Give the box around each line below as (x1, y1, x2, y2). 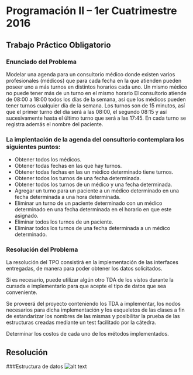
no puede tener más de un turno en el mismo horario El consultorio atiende (6, 89, 187, 96)
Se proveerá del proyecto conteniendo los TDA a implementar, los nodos (6, 300, 181, 308)
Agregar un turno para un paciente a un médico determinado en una (14, 187, 180, 194)
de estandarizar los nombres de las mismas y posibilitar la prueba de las (6, 313, 180, 320)
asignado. (14, 212, 39, 219)
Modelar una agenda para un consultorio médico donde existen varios (6, 70, 175, 77)
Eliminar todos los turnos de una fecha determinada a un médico (14, 225, 171, 232)
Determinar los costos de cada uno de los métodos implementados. (6, 330, 170, 337)
